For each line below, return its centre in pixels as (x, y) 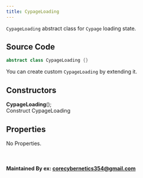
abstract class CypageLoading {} (47, 60)
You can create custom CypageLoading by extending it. (72, 72)
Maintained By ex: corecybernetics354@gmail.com (71, 168)
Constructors (31, 90)
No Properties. (24, 143)
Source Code (30, 47)
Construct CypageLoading (38, 111)
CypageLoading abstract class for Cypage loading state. (71, 28)
